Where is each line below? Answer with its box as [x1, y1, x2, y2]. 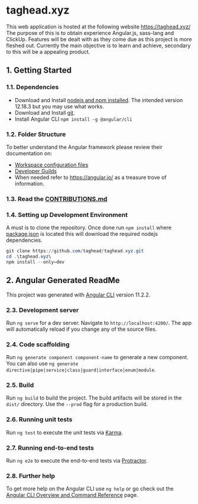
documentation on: [6, 149, 52, 157]
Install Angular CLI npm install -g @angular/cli [14, 115, 132, 122]
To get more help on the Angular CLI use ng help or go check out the [6, 485, 174, 492]
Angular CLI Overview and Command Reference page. [6, 492, 138, 499]
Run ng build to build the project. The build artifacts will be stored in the [6, 394, 182, 402]
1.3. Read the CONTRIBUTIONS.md [6, 194, 108, 203]
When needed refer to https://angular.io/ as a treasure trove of [14, 174, 167, 181]
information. [14, 180, 44, 187]
